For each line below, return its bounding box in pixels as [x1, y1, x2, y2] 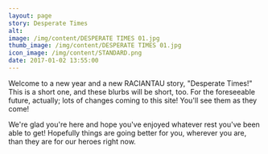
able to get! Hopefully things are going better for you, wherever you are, [8, 128, 247, 137]
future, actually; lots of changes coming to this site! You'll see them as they [8, 95, 258, 105]
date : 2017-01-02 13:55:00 [8, 57, 99, 65]
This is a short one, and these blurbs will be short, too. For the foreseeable [8, 87, 256, 96]
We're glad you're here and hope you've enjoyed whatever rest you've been [8, 120, 260, 129]
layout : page [8, 11, 52, 20]
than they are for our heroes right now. [8, 136, 137, 146]
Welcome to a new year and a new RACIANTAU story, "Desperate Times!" [8, 78, 253, 88]
